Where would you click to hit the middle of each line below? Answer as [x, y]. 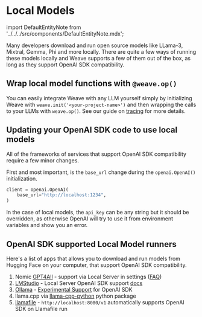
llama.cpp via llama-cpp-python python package [76, 296]
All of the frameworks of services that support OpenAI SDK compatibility [96, 154]
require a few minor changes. [43, 160]
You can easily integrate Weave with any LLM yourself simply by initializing [99, 98]
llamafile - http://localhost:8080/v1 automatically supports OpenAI [100, 302]
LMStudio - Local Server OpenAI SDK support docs [79, 283]
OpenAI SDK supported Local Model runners [91, 244]
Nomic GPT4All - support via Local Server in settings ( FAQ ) [88, 277]
